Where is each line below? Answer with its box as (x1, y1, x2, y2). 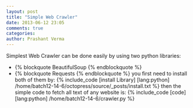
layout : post (6, 8, 38, 15)
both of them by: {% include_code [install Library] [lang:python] (14, 76, 170, 83)
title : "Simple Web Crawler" (6, 14, 78, 20)
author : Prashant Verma (6, 36, 65, 42)
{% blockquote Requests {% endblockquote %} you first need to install (14, 70, 188, 77)
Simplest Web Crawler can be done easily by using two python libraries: (6, 53, 181, 59)
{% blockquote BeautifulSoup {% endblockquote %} (14, 64, 142, 71)
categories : (6, 31, 35, 37)
